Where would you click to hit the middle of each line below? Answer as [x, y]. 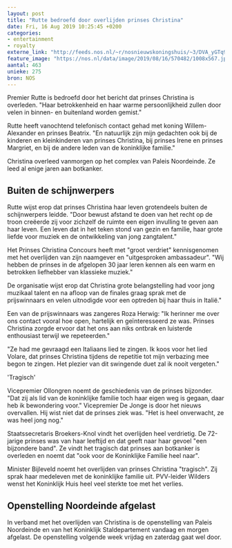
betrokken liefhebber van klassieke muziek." [70, 272]
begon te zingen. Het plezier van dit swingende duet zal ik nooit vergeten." [113, 364]
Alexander [22, 133]
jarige [15, 441]
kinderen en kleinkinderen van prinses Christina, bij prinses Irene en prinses [115, 141]
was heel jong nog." [35, 421]
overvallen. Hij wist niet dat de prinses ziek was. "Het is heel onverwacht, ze [116, 413]
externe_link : [28, 53]
